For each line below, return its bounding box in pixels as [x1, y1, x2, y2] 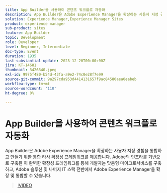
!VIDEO [17, 183, 32, 189]
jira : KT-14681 [5, 63, 37, 68]
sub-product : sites [5, 26, 46, 31]
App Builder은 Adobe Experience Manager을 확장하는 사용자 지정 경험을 [5, 148, 149, 154]
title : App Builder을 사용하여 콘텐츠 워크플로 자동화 [5, 7, 105, 12]
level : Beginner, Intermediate [5, 44, 70, 49]
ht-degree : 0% [5, 91, 35, 96]
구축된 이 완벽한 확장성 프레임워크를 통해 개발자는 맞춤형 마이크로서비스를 [10, 160, 153, 166]
